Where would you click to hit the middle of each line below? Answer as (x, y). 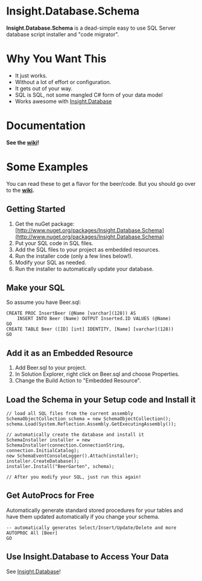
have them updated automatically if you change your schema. (83, 516)
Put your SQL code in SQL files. (54, 243)
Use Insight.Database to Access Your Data (87, 557)
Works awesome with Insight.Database (63, 101)
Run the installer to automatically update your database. (84, 269)
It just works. (31, 75)
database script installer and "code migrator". (63, 34)
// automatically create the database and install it (75, 435)
